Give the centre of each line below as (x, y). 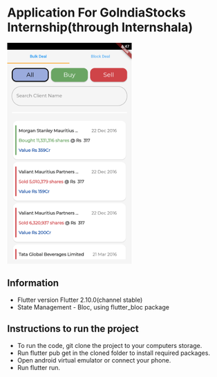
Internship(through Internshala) (100, 27)
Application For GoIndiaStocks (97, 13)
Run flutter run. (39, 367)
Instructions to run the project (73, 329)
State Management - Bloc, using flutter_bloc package (93, 307)
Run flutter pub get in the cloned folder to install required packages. (114, 353)
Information (33, 283)
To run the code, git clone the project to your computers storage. (110, 345)
